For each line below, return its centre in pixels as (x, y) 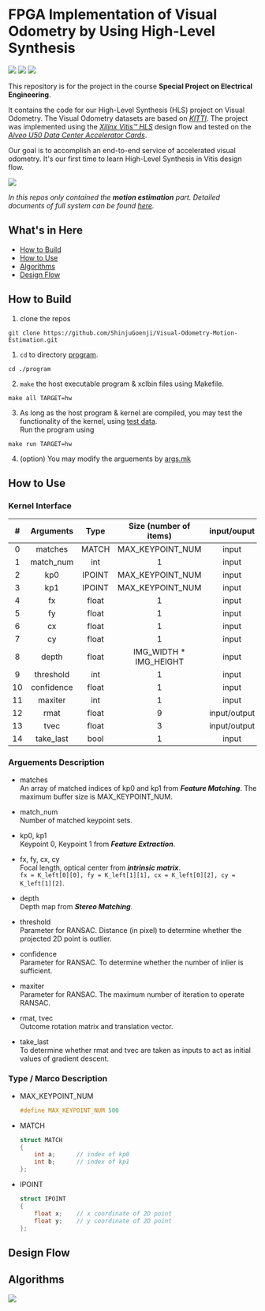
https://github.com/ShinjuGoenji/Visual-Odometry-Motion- (140, 333)
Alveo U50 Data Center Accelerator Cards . (78, 135)
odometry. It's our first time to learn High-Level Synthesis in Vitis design (125, 159)
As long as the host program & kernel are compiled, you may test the (131, 413)
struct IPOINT (43, 1199)
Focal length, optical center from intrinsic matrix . (100, 867)
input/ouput (231, 531)
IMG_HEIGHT (159, 662)
